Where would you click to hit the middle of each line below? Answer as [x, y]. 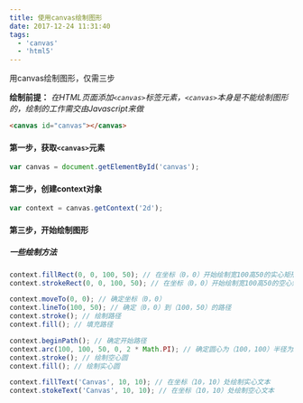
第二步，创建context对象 [56, 188]
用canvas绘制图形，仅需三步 [62, 79]
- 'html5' [36, 52]
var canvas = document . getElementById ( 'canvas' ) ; [105, 167]
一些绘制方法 [33, 252]
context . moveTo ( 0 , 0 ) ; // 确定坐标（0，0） [87, 299]
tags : [19, 34]
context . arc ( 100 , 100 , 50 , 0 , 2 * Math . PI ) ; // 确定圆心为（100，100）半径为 [151, 349]
